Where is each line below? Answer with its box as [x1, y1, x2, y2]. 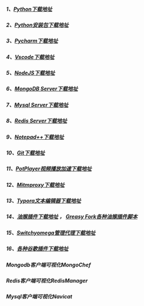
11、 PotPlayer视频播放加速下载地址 [6, 165, 92, 172]
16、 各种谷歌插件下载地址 [6, 245, 69, 252]
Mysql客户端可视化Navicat [6, 293, 72, 300]
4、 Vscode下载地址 [6, 53, 55, 60]
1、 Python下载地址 [6, 5, 52, 12]
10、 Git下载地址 [6, 149, 45, 156]
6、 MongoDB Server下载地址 [6, 85, 78, 93]
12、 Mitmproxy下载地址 [6, 181, 65, 188]
